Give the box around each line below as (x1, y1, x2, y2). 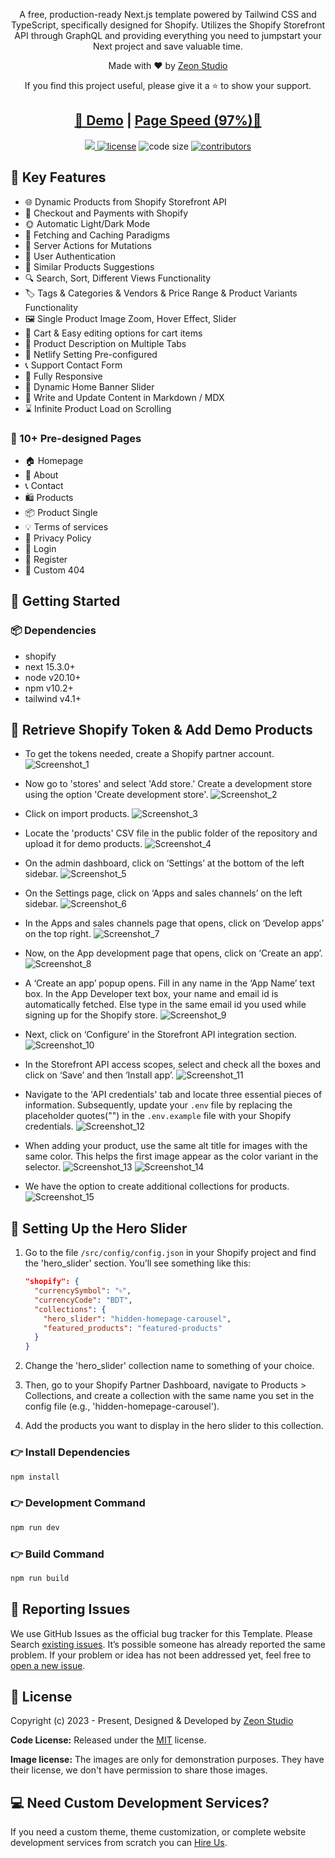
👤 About (24, 469, 59, 481)
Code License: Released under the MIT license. (10, 1734, 207, 1746)
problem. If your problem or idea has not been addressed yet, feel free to (10, 1649, 312, 1661)
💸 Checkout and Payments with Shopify (24, 207, 189, 219)
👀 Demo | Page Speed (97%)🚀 (74, 112, 262, 129)
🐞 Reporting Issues (10, 1601, 131, 1618)
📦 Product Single (24, 506, 98, 518)
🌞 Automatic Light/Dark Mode (24, 217, 151, 229)
